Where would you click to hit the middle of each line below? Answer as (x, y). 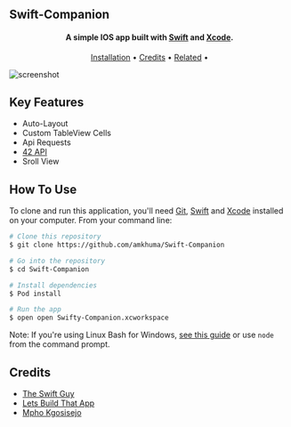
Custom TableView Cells (66, 133)
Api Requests (46, 142)
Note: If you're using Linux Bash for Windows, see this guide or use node (141, 335)
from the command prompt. (60, 344)
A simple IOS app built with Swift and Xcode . (150, 37)
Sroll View (40, 161)
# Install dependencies (53, 285)
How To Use (43, 189)
